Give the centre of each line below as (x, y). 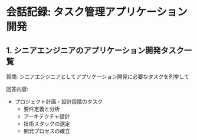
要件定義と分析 (42, 109)
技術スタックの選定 (47, 124)
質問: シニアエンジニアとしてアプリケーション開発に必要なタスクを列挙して (98, 76)
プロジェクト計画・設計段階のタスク (59, 101)
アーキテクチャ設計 (47, 116)
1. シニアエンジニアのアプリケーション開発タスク (95, 50)
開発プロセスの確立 (47, 131)
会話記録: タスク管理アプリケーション (97, 12)
